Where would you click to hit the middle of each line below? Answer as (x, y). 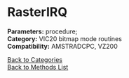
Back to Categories (35, 59)
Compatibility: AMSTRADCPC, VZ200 (62, 46)
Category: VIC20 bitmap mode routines (65, 38)
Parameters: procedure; (42, 31)
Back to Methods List (38, 67)
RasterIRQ (38, 12)
